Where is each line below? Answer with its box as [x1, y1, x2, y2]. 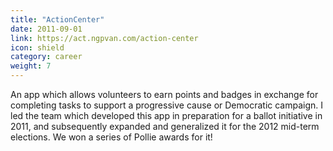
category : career [10, 52, 83, 62]
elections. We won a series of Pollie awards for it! [10, 131, 213, 143]
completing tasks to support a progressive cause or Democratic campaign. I [10, 99, 324, 111]
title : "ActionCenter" [10, 14, 105, 25]
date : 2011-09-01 [10, 24, 83, 34]
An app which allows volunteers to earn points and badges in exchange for [10, 89, 319, 100]
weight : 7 [10, 61, 52, 71]
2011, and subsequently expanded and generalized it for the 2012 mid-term [10, 121, 320, 132]
